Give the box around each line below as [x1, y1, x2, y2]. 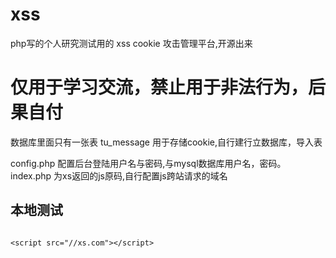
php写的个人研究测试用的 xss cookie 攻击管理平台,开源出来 [10, 37, 253, 49]
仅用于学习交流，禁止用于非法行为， [10, 76, 309, 99]
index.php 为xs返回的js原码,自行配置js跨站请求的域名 [10, 169, 228, 182]
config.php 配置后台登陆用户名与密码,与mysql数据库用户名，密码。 [10, 157, 287, 169]
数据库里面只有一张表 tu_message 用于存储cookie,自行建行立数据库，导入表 [10, 136, 323, 148]
